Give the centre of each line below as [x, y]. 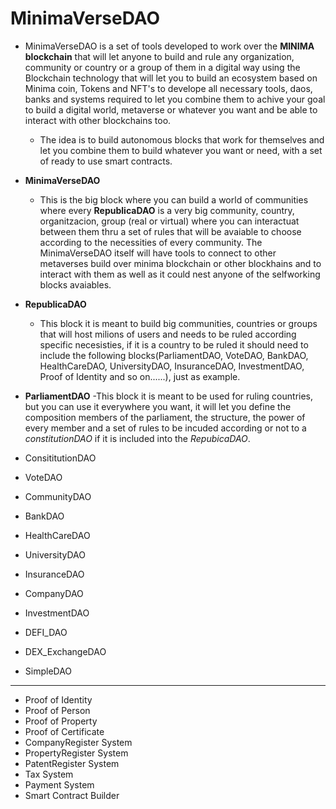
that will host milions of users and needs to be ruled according [168, 334]
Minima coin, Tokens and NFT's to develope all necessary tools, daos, [168, 88]
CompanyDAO [54, 593]
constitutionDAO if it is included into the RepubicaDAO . [137, 438]
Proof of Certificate [64, 731]
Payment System [59, 784]
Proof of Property [61, 721]
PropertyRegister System [76, 753]
